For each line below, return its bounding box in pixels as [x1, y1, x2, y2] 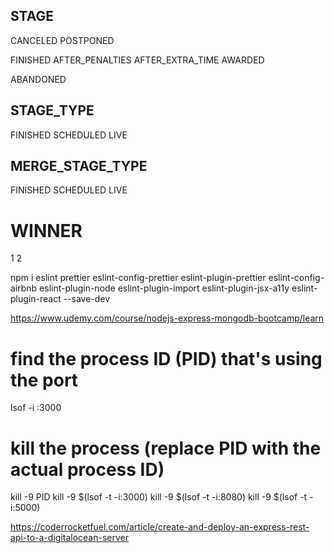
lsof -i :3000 [10, 402, 62, 414]
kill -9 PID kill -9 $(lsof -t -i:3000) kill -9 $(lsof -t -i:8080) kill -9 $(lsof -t [10, 491, 308, 503]
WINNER [10, 219, 83, 242]
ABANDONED [10, 73, 67, 85]
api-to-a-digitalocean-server [10, 532, 130, 544]
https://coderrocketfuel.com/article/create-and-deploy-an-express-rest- [10, 521, 310, 533]
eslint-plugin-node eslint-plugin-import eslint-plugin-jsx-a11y [39, 282, 290, 294]
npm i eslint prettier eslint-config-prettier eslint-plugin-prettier [10, 272, 267, 284]
